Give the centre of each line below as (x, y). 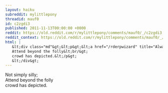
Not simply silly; (22, 75)
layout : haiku (20, 10)
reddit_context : (22, 38)
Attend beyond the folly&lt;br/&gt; (50, 51)
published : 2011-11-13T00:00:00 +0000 (45, 28)
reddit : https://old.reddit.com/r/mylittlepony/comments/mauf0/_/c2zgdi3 (84, 33)
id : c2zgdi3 (17, 24)
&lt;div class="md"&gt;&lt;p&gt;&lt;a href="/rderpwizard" (74, 47)
